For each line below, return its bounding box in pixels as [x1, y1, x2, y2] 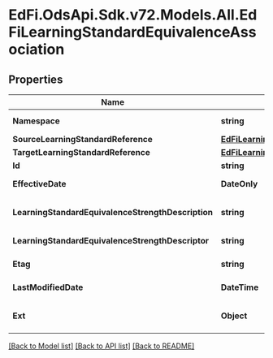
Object [220, 310, 248, 321]
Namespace [12, 115, 61, 127]
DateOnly [220, 179, 258, 189]
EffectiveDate [12, 179, 67, 189]
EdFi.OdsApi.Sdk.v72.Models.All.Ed [8, 6, 258, 24]
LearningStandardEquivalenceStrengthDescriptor [12, 235, 210, 246]
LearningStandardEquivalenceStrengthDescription [12, 207, 214, 218]
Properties [8, 72, 63, 86]
